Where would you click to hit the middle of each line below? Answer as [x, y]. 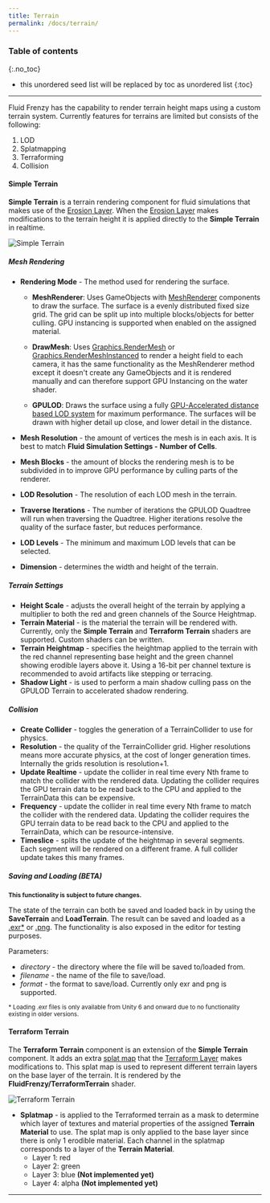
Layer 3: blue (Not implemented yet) [93, 1175]
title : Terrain [34, 16]
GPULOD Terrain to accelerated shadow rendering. [104, 691]
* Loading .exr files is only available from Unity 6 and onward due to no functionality [124, 1007]
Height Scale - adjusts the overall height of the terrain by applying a [133, 605]
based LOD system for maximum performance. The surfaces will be [144, 414]
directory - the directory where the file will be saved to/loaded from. [133, 966]
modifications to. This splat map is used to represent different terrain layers [133, 1067]
